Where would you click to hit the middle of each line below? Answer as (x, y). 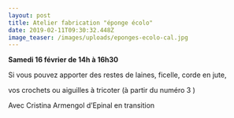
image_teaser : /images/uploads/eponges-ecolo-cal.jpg (98, 37)
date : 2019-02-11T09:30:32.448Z (61, 30)
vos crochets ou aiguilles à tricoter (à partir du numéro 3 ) (102, 90)
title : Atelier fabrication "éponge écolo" (81, 23)
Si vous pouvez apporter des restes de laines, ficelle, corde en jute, (117, 75)
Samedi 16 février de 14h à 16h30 (63, 60)
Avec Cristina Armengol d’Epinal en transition (82, 105)
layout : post (30, 15)
